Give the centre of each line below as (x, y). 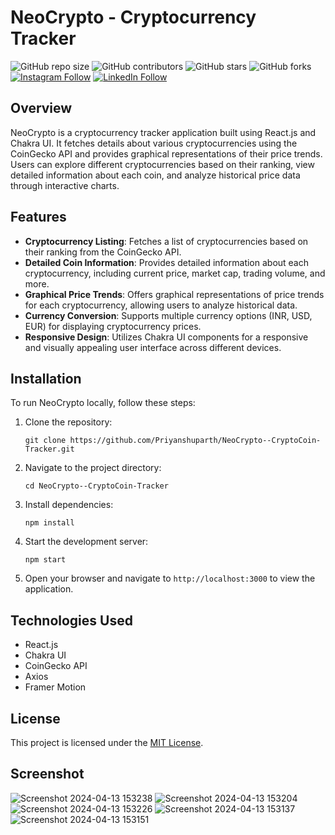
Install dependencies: (69, 505)
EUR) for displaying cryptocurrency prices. (113, 326)
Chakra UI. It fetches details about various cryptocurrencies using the (154, 143)
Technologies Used (71, 620)
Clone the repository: (68, 422)
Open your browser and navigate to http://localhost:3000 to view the (170, 578)
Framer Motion (55, 687)
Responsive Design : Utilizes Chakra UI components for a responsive (166, 337)
